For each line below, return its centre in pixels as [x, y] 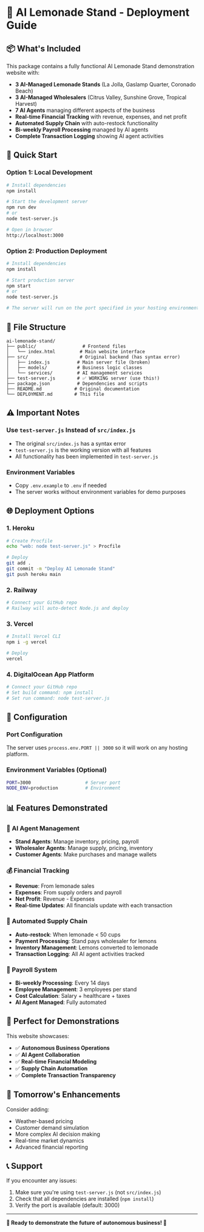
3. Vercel [20, 624]
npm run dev [21, 207]
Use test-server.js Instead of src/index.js [71, 430]
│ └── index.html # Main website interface [76, 351]
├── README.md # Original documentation [73, 389]
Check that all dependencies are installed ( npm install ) [84, 1199]
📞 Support [25, 1166]
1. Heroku [20, 528]
